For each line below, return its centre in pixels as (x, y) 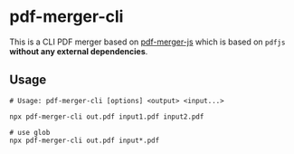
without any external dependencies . (79, 51)
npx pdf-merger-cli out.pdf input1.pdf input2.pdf (107, 116)
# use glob (30, 132)
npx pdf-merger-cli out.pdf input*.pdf (85, 140)
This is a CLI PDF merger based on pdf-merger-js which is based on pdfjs (147, 42)
